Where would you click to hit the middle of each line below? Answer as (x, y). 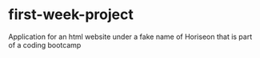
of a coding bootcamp (45, 44)
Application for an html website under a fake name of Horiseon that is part (130, 37)
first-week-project (71, 15)
